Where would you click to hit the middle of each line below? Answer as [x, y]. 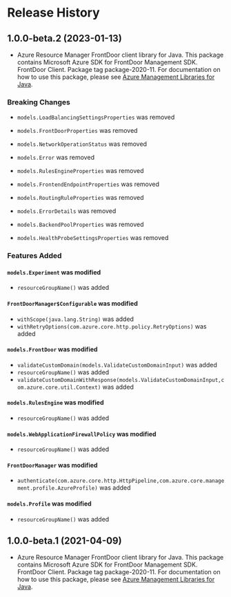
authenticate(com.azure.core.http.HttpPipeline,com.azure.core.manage [121, 481]
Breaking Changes [39, 102]
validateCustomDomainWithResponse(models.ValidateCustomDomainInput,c [121, 380]
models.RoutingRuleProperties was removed [80, 198]
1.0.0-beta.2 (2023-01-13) [64, 38]
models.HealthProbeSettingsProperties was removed [93, 238]
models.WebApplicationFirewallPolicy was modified [82, 434]
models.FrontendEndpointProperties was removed [88, 184]
